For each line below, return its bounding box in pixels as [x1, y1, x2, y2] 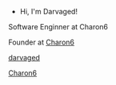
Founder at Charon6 [8, 37, 74, 47]
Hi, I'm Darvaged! [19, 7, 78, 16]
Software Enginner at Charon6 [8, 22, 109, 31]
